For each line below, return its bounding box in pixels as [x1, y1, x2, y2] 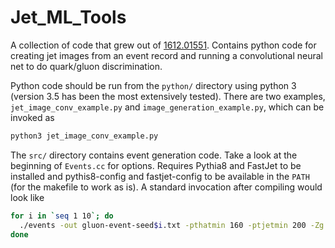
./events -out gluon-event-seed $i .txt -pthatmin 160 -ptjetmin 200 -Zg [19, 220, 325, 230]
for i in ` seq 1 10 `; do [10, 211, 114, 221]
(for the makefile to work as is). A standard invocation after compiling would [10, 181, 323, 193]
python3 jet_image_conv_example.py [10, 131, 159, 141]
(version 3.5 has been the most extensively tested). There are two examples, [10, 90, 326, 102]
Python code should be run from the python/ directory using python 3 [10, 79, 297, 91]
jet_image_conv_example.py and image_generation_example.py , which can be [10, 101, 325, 113]
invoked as [10, 111, 55, 123]
